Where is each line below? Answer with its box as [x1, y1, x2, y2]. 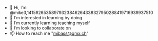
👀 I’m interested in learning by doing [9, 15, 82, 20]
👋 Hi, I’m [9, 5, 27, 10]
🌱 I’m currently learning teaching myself [9, 20, 90, 26]
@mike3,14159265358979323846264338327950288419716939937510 [9, 10, 154, 15]
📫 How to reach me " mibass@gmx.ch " [9, 30, 89, 36]
